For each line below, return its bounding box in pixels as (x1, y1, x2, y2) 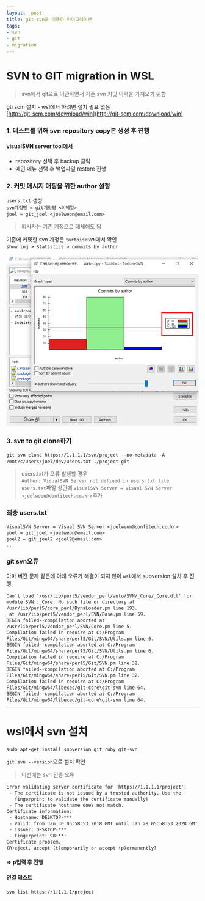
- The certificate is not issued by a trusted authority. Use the (9, 790, 182, 796)
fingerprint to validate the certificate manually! (14, 796, 149, 802)
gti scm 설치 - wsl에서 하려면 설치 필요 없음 (6, 103, 110, 110)
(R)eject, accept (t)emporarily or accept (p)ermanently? (6, 845, 157, 851)
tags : (6, 23, 20, 29)
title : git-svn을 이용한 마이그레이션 (6, 16, 92, 23)
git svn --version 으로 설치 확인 (6, 758, 85, 765)
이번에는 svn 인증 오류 (21, 771, 75, 778)
